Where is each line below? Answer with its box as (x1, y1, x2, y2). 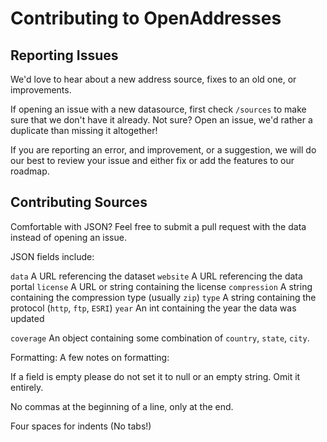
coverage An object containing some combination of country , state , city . (10, 332, 310, 344)
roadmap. (10, 165, 50, 177)
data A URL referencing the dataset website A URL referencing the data (10, 270, 303, 282)
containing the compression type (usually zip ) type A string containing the (10, 291, 317, 303)
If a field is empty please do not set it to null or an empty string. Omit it (10, 370, 301, 382)
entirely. (10, 381, 44, 393)
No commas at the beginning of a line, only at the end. (10, 400, 234, 412)
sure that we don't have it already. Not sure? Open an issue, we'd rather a (10, 114, 313, 126)
